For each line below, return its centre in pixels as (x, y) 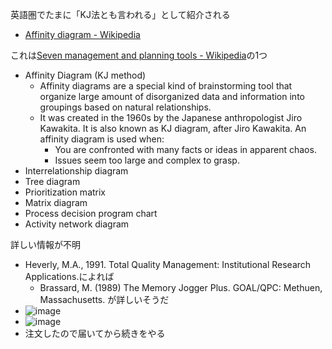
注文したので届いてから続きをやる (95, 333)
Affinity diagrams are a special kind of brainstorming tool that (166, 86)
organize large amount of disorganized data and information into (172, 96)
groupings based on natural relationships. (125, 107)
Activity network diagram (77, 224)
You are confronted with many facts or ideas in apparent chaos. (185, 149)
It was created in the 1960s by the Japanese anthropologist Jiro (171, 117)
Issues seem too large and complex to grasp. (147, 160)
